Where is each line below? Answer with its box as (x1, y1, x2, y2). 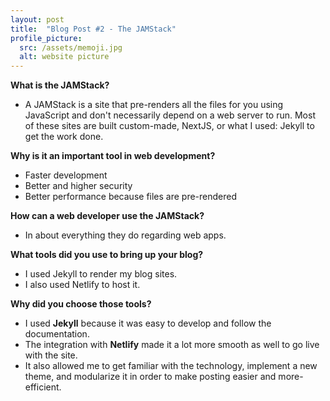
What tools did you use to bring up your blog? (10, 249, 204, 261)
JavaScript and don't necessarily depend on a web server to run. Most (24, 109, 316, 121)
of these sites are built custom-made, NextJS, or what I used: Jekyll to (24, 120, 315, 132)
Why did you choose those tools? (10, 298, 152, 310)
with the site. (24, 349, 78, 361)
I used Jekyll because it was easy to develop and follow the (24, 317, 272, 330)
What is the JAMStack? (10, 79, 110, 91)
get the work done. (24, 131, 104, 143)
